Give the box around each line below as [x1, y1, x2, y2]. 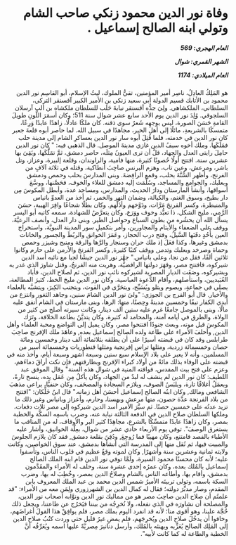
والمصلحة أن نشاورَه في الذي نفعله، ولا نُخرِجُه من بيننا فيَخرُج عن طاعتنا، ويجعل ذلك [11, 499, 228, 508]
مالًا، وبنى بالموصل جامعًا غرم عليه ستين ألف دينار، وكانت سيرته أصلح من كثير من [18, 305, 228, 314]
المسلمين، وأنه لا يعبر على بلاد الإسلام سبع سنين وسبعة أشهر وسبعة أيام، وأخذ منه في [6, 350, 228, 359]
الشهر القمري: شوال [174, 57, 228, 65]
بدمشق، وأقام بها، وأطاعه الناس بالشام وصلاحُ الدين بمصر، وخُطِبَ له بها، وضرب [20, 470, 228, 478]
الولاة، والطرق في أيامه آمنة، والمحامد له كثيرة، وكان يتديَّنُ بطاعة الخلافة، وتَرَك [23, 313, 228, 321]
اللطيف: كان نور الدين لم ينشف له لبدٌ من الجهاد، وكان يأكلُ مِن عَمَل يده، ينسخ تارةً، [12, 373, 228, 381]
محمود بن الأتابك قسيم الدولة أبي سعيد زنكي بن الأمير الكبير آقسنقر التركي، [32, 96, 228, 105]
